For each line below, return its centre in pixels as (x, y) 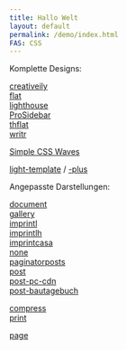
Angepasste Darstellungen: (60, 187)
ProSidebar (30, 115)
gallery (22, 214)
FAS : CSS (26, 43)
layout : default (40, 26)
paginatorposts (37, 262)
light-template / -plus (49, 169)
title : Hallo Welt (44, 18)
